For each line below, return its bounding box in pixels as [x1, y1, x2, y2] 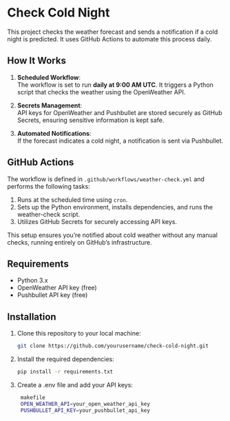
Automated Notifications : [17, 129, 92, 137]
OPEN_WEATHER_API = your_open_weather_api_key [20, 400, 150, 407]
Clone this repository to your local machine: [17, 329, 141, 338]
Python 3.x [17, 276, 48, 285]
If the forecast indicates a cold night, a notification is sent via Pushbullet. [17, 136, 224, 145]
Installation [7, 311, 56, 322]
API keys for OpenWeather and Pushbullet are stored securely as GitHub [17, 108, 222, 116]
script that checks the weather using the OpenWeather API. [17, 88, 186, 96]
